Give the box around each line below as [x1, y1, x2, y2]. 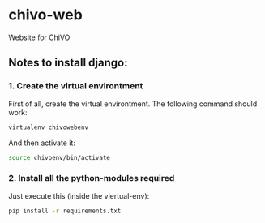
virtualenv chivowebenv [8, 123, 89, 131]
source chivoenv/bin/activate [8, 153, 111, 161]
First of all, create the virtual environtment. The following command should [8, 99, 258, 109]
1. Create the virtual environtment [8, 80, 143, 92]
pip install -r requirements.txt [8, 207, 122, 215]
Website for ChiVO [8, 32, 71, 42]
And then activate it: [8, 138, 75, 148]
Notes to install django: [8, 56, 128, 70]
